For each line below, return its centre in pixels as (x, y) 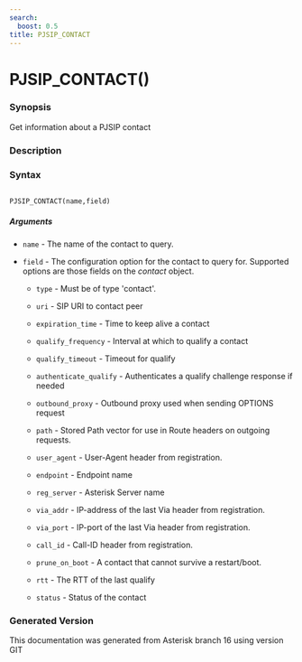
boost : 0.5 (38, 26)
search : (24, 18)
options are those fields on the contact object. (108, 271)
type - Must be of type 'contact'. (96, 289)
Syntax (25, 174)
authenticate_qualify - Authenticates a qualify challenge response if (164, 377)
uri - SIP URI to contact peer (89, 306)
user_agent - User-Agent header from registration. (129, 458)
